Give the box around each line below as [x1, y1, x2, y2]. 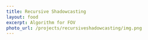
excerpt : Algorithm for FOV [6, 19, 76, 25]
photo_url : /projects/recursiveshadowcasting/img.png [6, 25, 143, 31]
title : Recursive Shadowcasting [6, 8, 86, 15]
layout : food [6, 14, 39, 20]
